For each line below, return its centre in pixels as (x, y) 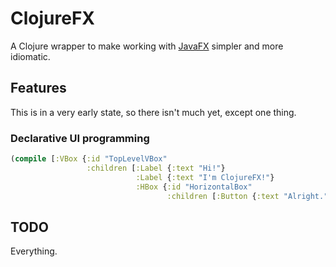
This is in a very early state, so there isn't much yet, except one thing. (153, 112)
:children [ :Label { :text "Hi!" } (156, 168)
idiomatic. (30, 56)
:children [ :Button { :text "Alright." (247, 196)
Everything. (34, 251)
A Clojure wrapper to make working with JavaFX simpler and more (147, 46)
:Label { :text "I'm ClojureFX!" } (205, 177)
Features (38, 88)
